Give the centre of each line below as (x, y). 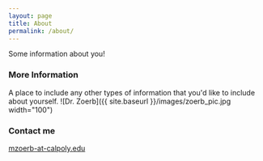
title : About (30, 23)
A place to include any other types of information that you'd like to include (132, 92)
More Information (43, 75)
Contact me (32, 130)
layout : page (30, 16)
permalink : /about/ (41, 31)
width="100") (31, 109)
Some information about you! (57, 54)
